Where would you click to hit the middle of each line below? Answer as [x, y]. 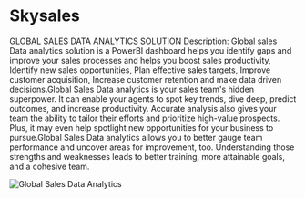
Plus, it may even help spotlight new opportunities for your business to [142, 127]
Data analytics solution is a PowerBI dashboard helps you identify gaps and [151, 50]
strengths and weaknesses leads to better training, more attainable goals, [147, 156]
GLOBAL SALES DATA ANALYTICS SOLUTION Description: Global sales [143, 41]
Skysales [45, 16]
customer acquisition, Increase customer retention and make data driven [146, 79]
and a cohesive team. [50, 166]
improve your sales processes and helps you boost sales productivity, [140, 60]
